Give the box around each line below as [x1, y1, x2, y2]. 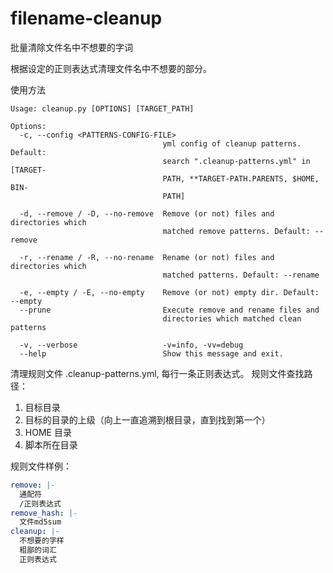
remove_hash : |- [10, 508, 78, 518]
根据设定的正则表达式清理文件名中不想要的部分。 [10, 62, 212, 74]
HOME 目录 [24, 426, 72, 438]
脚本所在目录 [24, 438, 78, 451]
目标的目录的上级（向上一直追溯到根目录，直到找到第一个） [24, 413, 271, 426]
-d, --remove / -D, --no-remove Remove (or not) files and [19, 208, 275, 219]
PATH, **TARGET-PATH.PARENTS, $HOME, [162, 173, 320, 184]
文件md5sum [19, 517, 62, 527]
